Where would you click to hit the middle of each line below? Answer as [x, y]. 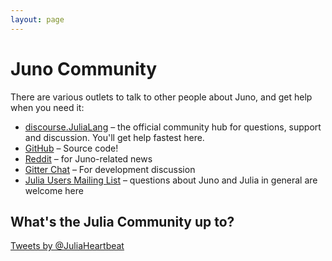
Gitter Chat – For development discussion [110, 169]
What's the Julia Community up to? [122, 221]
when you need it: [47, 107]
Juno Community [84, 68]
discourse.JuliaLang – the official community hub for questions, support [173, 127]
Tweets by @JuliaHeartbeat [67, 246]
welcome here [54, 190]
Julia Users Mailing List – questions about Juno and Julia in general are [171, 180]
